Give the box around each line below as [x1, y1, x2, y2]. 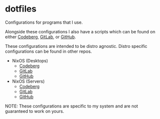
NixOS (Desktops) [12, 58, 48, 63]
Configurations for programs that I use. [5, 19, 83, 25]
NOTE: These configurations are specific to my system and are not [5, 103, 138, 109]
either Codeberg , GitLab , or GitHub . [5, 34, 76, 40]
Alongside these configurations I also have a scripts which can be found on [5, 29, 156, 34]
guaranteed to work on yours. [5, 108, 64, 114]
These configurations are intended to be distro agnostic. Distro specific [5, 43, 148, 49]
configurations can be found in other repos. [5, 48, 92, 54]
